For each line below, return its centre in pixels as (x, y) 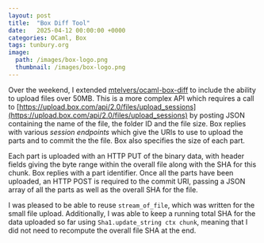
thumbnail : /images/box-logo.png (71, 67)
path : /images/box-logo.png (62, 60)
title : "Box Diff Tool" (49, 23)
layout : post (30, 15)
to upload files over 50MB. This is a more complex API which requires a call (131, 98)
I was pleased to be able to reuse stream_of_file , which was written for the (132, 205)
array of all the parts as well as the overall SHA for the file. (103, 189)
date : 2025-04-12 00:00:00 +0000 (67, 30)
